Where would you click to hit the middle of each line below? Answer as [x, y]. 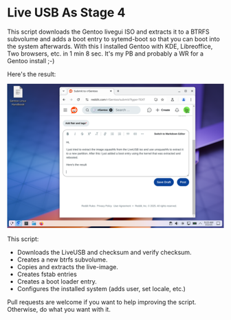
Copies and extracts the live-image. [67, 266]
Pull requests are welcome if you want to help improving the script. [102, 302]
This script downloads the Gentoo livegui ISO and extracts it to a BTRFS [108, 32]
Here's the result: [32, 74]
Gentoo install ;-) [31, 60]
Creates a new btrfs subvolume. [62, 260]
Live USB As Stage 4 [66, 13]
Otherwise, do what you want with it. [59, 309]
